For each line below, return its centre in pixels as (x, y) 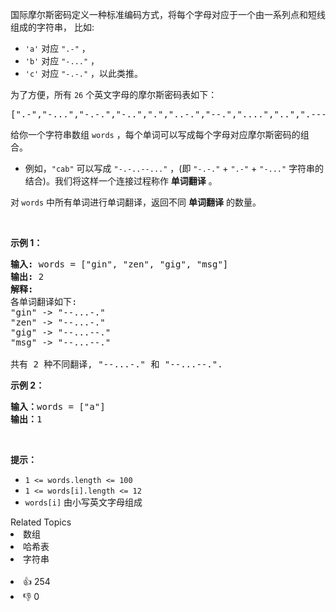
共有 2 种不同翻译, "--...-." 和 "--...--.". (116, 364)
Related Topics (41, 522)
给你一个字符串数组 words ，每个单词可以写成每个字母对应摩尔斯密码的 (155, 134)
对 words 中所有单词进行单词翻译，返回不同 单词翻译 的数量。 (136, 202)
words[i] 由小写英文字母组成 (83, 502)
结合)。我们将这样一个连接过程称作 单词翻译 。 (121, 181)
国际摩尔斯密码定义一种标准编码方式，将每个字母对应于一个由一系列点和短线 (168, 14)
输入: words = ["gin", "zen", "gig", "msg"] (119, 264)
